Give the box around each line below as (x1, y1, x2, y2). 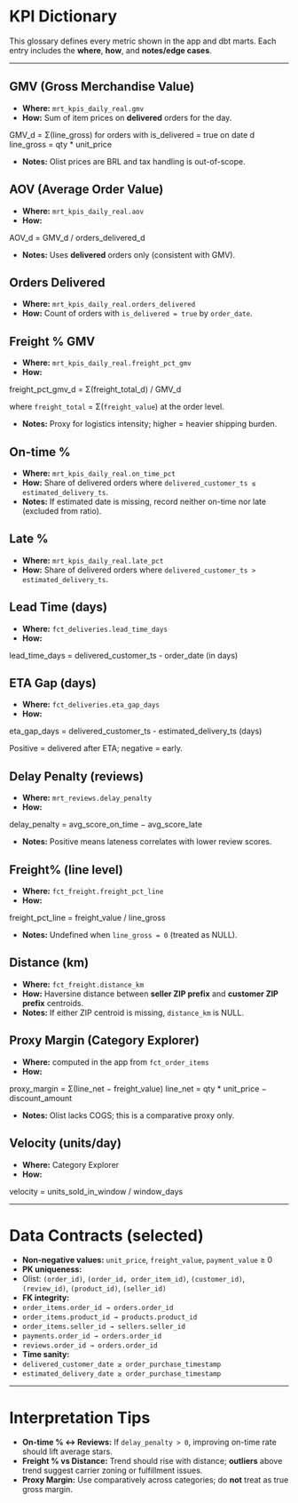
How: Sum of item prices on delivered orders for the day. (21, 112, 232, 123)
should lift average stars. (21, 1446, 113, 1457)
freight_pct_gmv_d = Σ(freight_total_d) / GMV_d (9, 384, 182, 395)
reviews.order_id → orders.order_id (21, 1341, 158, 1350)
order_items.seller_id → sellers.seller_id (21, 1323, 186, 1331)
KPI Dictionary (9, 6, 118, 27)
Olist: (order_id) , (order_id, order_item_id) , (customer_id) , (21, 1274, 246, 1284)
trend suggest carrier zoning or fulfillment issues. (21, 1465, 203, 1476)
